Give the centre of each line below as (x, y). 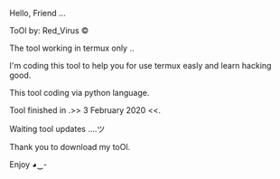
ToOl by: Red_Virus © (49, 30)
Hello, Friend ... (37, 13)
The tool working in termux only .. (72, 48)
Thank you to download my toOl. (70, 147)
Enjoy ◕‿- (28, 165)
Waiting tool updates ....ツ (57, 129)
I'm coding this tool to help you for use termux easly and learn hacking (140, 66)
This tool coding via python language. (79, 93)
